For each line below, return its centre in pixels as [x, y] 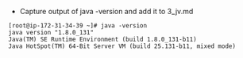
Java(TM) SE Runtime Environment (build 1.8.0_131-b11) [102, 39]
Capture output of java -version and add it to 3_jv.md [106, 11]
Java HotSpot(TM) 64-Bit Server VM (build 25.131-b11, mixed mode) [122, 46]
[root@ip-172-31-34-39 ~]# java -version [78, 26]
